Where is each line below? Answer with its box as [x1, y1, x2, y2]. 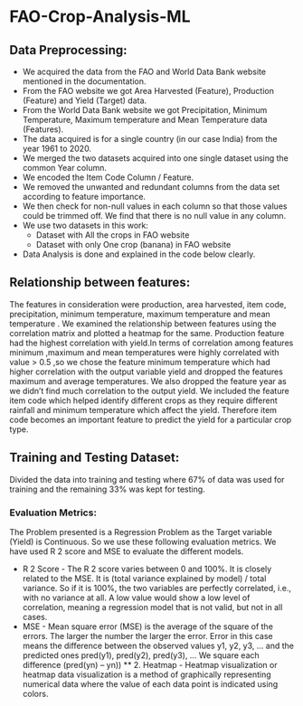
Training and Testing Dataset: [9, 450, 180, 466]
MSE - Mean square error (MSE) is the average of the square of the [22, 621, 274, 632]
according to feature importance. [22, 192, 147, 202]
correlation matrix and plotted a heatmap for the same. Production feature [9, 327, 285, 338]
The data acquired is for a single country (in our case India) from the [22, 134, 278, 144]
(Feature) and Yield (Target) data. [22, 95, 147, 106]
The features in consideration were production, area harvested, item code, [9, 298, 287, 309]
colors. [22, 688, 49, 699]
